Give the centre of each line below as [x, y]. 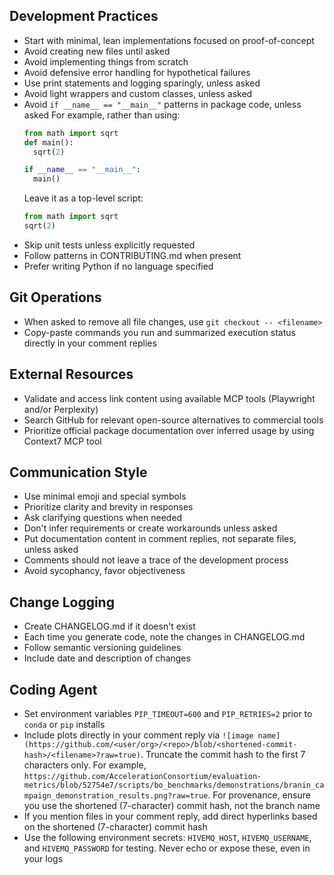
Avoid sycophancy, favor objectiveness [104, 571]
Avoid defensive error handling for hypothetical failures [137, 72]
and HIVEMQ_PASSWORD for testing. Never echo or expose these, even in [167, 848]
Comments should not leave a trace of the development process [156, 560]
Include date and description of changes [107, 658]
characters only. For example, [85, 765]
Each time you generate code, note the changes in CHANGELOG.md [164, 637]
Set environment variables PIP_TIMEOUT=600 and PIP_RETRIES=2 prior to [168, 713]
